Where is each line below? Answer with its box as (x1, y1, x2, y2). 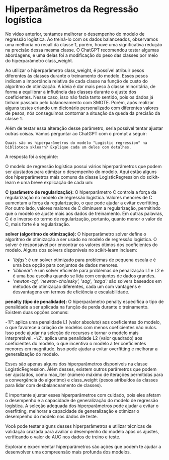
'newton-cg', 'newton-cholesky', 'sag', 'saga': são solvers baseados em (12, 278, 162, 284)
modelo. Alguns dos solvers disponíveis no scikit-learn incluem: (5, 247, 137, 253)
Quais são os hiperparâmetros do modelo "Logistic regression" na (5, 140, 147, 145)
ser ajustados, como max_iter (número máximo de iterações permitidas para (5, 371, 163, 377)
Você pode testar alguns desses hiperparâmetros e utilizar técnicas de (5, 423, 152, 429)
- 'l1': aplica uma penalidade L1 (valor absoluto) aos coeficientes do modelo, (5, 319, 161, 325)
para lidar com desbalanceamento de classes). (5, 382, 102, 388)
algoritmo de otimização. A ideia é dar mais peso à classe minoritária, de (5, 83, 156, 89)
